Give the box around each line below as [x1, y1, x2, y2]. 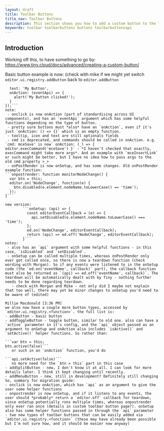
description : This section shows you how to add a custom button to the [5, 21, 156, 26]
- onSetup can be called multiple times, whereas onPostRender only [7, 253, 150, 258]
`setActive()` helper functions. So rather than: [5, 331, 108, 336]
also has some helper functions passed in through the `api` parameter [5, 408, 154, 413]
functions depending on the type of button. [5, 120, 97, 125]
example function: [5, 167, 42, 172]
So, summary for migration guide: [5, 378, 76, 383]
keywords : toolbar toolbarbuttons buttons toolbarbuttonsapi [5, 26, 132, 30]
